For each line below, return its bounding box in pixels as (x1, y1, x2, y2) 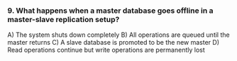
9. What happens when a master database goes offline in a (7, 6, 214, 16)
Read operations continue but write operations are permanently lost (7, 45, 206, 55)
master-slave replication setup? (7, 14, 120, 24)
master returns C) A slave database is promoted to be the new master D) (7, 38, 220, 47)
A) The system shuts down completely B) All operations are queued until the (7, 30, 230, 39)
